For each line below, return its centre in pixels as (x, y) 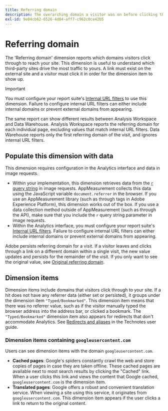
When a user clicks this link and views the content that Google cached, (85, 377)
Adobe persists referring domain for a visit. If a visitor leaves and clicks (78, 246)
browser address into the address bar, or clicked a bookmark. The (73, 311)
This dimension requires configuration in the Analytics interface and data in (82, 168)
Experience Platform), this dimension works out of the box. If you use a (85, 204)
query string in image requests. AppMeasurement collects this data (82, 188)
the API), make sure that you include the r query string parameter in (82, 215)
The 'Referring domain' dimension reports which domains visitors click (78, 58)
